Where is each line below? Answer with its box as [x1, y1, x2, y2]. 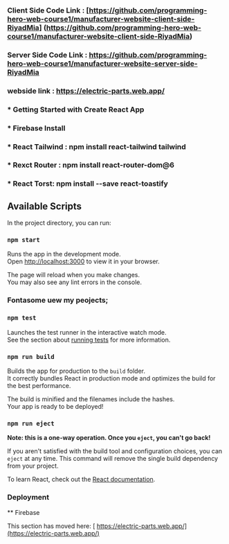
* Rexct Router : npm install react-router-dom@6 [7, 160, 175, 170]
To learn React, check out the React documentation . [7, 475, 156, 484]
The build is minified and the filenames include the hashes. [7, 395, 175, 403]
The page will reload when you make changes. [7, 271, 140, 279]
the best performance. [7, 382, 71, 389]
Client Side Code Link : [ [7, 6, 89, 15]
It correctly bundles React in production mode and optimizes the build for [7, 374, 216, 383]
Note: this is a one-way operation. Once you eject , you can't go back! [7, 434, 211, 442]
